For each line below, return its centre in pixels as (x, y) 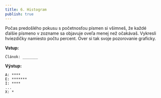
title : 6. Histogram (26, 10)
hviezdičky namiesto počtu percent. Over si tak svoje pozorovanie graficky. (80, 38)
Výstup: (13, 66)
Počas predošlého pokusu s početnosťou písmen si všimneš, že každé (76, 28)
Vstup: (12, 48)
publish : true (20, 14)
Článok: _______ (21, 57)
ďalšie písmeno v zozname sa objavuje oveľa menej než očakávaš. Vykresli (80, 33)
